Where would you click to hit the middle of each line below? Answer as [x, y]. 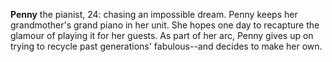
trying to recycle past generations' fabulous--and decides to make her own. [166, 46]
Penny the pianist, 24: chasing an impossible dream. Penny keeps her [154, 14]
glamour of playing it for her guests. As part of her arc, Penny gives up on [162, 35]
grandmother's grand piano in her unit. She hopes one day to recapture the [165, 25]
